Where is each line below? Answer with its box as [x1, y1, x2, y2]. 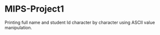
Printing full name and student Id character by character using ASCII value [4, 19, 156, 25]
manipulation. [4, 24, 32, 30]
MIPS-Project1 [4, 3, 64, 15]
